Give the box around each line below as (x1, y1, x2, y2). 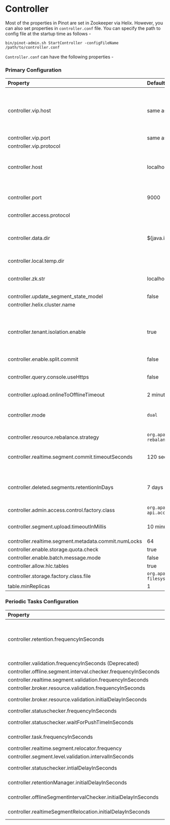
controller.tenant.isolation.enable (8, 328, 86, 335)
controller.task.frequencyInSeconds (8, 733, 93, 740)
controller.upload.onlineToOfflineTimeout (8, 391, 105, 398)
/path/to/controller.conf (5, 45, 60, 50)
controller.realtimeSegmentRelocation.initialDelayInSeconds (8, 808, 150, 815)
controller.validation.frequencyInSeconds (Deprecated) (8, 660, 139, 667)
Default (147, 80, 165, 87)
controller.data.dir (8, 234, 51, 242)
